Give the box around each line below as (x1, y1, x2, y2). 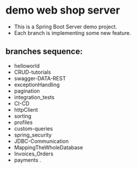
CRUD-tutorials (14, 69, 51, 76)
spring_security (14, 131, 52, 138)
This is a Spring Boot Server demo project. (14, 23, 118, 30)
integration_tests (14, 93, 55, 100)
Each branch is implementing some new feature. (14, 29, 132, 36)
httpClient (14, 106, 38, 113)
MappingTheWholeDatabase (14, 144, 83, 151)
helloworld (14, 62, 40, 69)
